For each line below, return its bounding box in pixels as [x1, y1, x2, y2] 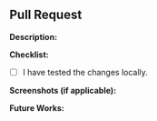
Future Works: [9, 102, 65, 113]
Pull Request [9, 7, 83, 23]
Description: [9, 31, 57, 42]
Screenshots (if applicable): [9, 85, 117, 96]
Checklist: [9, 49, 50, 60]
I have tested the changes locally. [22, 66, 148, 77]
